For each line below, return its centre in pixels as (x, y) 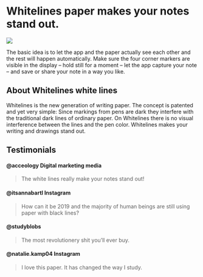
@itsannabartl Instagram (39, 193)
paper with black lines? (50, 213)
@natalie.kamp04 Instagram (43, 254)
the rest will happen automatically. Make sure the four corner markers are (98, 58)
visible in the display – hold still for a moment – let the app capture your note (102, 65)
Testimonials (31, 150)
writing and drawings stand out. (46, 131)
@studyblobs (24, 227)
